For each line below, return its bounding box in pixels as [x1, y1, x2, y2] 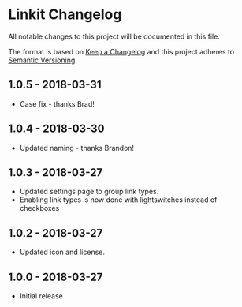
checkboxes [19, 204, 60, 213]
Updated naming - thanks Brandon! [19, 143, 135, 152]
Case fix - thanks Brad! [19, 99, 95, 108]
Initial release [19, 291, 63, 301]
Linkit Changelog [8, 6, 122, 24]
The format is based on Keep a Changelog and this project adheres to [8, 47, 235, 56]
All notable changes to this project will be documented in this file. [8, 32, 221, 41]
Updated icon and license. [19, 247, 105, 257]
